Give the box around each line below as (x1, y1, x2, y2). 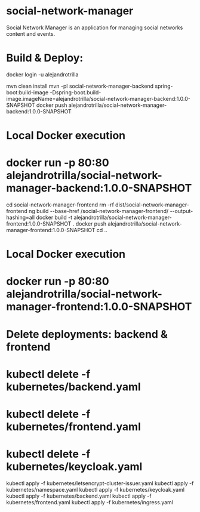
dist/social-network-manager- (115, 201, 190, 208)
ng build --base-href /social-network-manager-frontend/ (29, 208, 169, 214)
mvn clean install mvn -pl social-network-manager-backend (6, 82, 154, 90)
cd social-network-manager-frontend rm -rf (6, 201, 115, 208)
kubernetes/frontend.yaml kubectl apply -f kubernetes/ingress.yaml (6, 498, 173, 505)
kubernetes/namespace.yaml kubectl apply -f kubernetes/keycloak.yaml (6, 486, 185, 493)
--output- (170, 208, 193, 214)
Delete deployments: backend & (6, 327, 168, 341)
